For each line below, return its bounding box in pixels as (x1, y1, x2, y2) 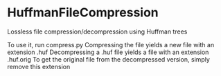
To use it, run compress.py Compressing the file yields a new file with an (7, 40, 215, 49)
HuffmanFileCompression (7, 5, 159, 21)
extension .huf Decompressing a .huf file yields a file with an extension (7, 48, 209, 56)
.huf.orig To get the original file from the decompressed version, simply (7, 55, 210, 63)
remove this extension (7, 62, 71, 71)
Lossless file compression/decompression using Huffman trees (7, 27, 188, 36)
